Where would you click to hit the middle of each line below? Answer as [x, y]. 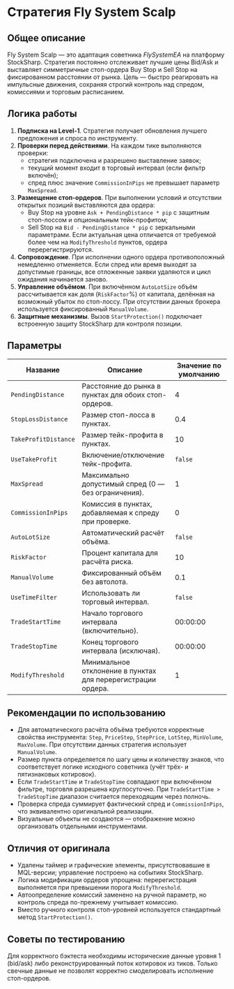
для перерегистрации [119, 679]
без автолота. [105, 582]
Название [43, 370]
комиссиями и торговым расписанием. [66, 92]
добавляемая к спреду [121, 512]
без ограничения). [113, 492]
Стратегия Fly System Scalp [92, 12]
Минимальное [106, 662]
